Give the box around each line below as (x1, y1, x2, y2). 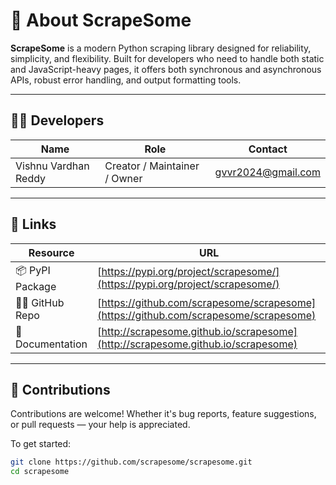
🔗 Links (10, 216, 57, 233)
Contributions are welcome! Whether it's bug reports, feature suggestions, (10, 408, 317, 420)
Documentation (15, 337, 88, 351)
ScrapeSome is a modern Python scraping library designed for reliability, (10, 42, 312, 54)
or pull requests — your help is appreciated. (10, 419, 191, 431)
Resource (28, 245, 75, 259)
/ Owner (104, 171, 143, 185)
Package (15, 279, 57, 293)
